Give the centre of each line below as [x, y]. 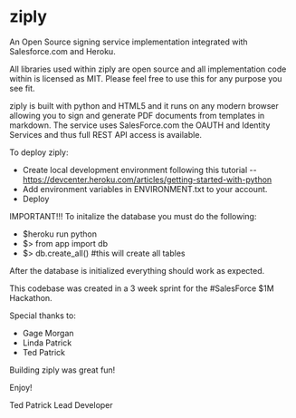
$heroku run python [60, 234]
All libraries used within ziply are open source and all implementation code [148, 69]
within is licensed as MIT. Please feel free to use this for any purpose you [146, 78]
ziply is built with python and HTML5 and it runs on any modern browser [144, 105]
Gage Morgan [48, 333]
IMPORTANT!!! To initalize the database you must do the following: [133, 216]
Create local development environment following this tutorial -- [139, 170]
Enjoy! [21, 387]
